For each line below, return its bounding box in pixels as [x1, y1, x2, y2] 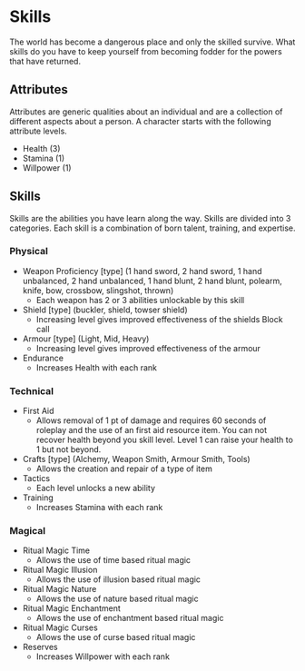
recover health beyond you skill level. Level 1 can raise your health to [35, 434, 293, 446]
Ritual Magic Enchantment [22, 603, 121, 614]
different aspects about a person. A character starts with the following [9, 115, 271, 126]
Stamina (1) [22, 153, 65, 163]
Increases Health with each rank [35, 361, 157, 373]
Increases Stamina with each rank [35, 502, 163, 513]
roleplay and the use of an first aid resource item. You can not [35, 425, 268, 436]
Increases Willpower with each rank [35, 651, 171, 662]
